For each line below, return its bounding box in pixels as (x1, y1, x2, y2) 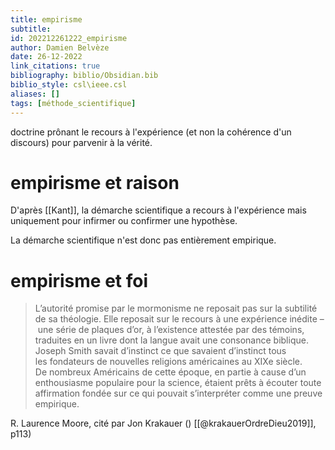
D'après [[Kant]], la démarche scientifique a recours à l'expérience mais (10, 204, 307, 216)
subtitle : (10, 24, 52, 34)
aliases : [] (10, 89, 60, 99)
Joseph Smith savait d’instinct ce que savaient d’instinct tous (34, 345, 287, 357)
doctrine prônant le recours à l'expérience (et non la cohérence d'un (10, 126, 292, 138)
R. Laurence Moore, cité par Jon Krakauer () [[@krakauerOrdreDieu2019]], (10, 417, 317, 430)
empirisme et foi (10, 269, 148, 292)
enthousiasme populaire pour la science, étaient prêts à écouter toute (34, 377, 322, 389)
